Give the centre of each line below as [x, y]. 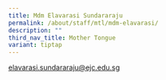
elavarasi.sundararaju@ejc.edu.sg [64, 67]
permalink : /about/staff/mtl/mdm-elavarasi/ [83, 23]
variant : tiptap [35, 45]
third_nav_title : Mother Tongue [62, 38]
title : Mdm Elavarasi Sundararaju [66, 15]
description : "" [35, 30]
